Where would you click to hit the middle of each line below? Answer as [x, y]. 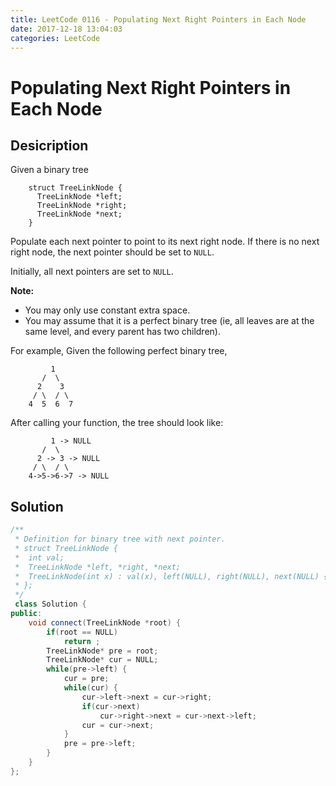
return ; [82, 641]
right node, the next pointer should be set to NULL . [112, 252]
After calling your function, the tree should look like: [117, 423]
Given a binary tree [49, 170]
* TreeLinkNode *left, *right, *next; [98, 567]
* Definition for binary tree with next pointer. [120, 539]
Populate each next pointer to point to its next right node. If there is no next [165, 242]
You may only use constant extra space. [107, 310]
